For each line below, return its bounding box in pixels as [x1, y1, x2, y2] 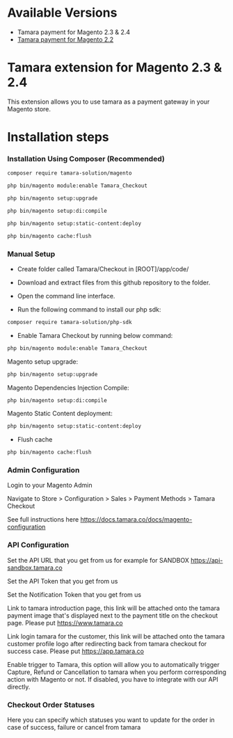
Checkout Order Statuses [7, 700, 95, 709]
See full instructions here [7, 515, 79, 524]
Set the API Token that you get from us [7, 577, 118, 585]
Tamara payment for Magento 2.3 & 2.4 [17, 28, 131, 36]
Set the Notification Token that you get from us [7, 590, 141, 599]
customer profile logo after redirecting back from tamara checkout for [7, 639, 207, 648]
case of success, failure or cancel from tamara [7, 723, 141, 732]
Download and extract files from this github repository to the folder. [17, 278, 211, 287]
